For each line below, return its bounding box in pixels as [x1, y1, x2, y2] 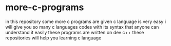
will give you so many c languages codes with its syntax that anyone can [5, 24, 159, 30]
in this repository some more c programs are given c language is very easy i [5, 18, 166, 25]
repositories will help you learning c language [5, 35, 102, 41]
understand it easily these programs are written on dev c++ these [5, 29, 144, 35]
